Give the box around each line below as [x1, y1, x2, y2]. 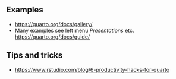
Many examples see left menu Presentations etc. [14, 27, 135, 34]
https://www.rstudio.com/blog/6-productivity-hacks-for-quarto [14, 66, 170, 73]
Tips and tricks [6, 50, 63, 61]
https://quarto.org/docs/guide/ [14, 33, 90, 40]
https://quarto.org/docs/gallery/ [14, 20, 93, 27]
